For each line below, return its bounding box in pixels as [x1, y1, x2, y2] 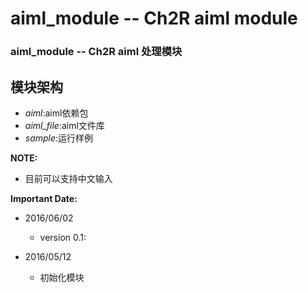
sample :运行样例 [24, 132, 94, 144]
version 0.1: [39, 231, 87, 243]
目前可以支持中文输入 [24, 172, 113, 184]
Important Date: [10, 192, 78, 204]
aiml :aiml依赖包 [24, 107, 89, 119]
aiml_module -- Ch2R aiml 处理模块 [10, 45, 183, 59]
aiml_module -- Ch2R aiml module [10, 7, 298, 30]
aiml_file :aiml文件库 [24, 119, 105, 131]
